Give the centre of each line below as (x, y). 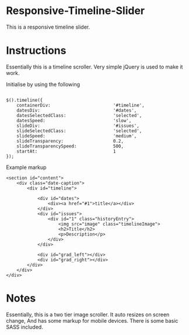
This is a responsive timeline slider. (48, 27)
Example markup (26, 167)
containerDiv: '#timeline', (80, 105)
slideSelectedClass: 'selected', (79, 131)
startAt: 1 (66, 151)
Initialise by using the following (43, 84)
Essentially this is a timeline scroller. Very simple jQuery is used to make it (94, 67)
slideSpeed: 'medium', (77, 136)
